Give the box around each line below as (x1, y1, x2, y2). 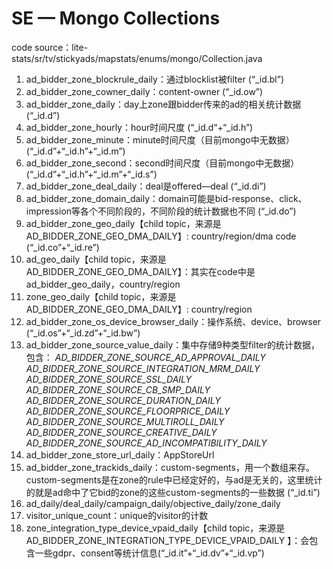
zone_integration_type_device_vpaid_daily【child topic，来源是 (25, 522, 286, 534)
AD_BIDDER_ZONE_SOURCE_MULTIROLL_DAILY (25, 415, 225, 427)
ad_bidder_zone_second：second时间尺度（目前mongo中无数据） (25, 157, 300, 169)
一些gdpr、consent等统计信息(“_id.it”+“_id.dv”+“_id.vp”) (34, 547, 265, 559)
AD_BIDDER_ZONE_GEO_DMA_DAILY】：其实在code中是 (25, 265, 256, 277)
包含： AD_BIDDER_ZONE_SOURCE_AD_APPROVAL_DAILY (25, 351, 266, 363)
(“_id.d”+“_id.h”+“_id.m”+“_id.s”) (25, 168, 158, 180)
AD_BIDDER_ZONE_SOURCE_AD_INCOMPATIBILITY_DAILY (25, 437, 268, 449)
